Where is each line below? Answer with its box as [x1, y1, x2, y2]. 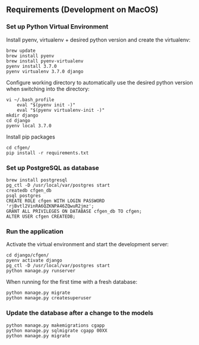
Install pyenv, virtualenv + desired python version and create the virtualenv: [6, 36, 191, 43]
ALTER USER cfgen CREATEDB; [6, 214, 76, 219]
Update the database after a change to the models [6, 309, 153, 317]
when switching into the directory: [6, 85, 90, 92]
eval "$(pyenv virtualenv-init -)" [17, 107, 105, 113]
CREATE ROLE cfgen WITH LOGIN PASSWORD [6, 197, 105, 204]
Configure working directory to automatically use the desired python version [6, 79, 193, 86]
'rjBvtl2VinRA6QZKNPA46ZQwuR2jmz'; [6, 203, 94, 209]
